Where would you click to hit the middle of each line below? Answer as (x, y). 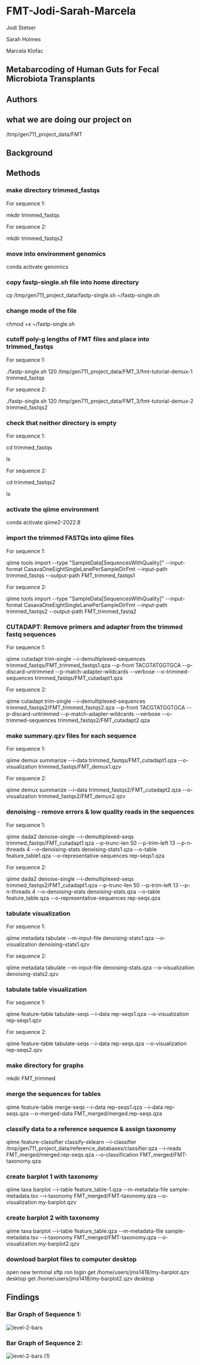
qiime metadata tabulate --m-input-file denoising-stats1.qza (80, 938)
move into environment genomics (56, 254)
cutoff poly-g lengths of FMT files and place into (78, 339)
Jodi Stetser (21, 28)
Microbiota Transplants (51, 79)
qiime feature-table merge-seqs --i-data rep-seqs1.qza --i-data (85, 1107)
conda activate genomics (37, 266)
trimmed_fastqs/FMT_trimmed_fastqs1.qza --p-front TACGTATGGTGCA (94, 665)
